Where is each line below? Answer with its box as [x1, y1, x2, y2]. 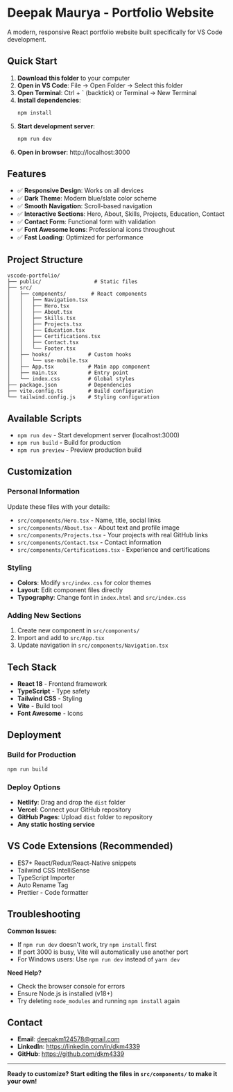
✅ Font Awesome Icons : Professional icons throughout [17, 226, 175, 234]
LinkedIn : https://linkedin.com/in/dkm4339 [17, 1043, 141, 1051]
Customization [7, 466, 73, 478]
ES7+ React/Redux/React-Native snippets [17, 859, 137, 867]
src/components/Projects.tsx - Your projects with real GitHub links [17, 530, 208, 539]
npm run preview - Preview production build [17, 446, 142, 454]
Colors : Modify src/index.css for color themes [17, 578, 152, 587]
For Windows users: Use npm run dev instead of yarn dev [17, 955, 180, 963]
